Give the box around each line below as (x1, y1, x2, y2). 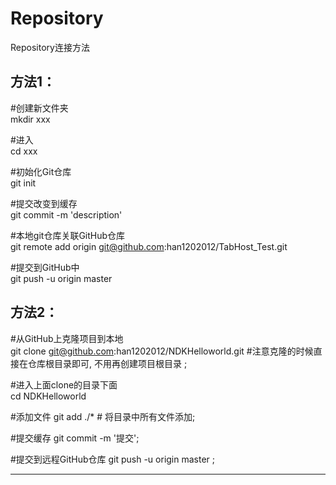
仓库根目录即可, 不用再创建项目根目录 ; (27, 357, 188, 369)
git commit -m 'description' (10, 208, 123, 221)
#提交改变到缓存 (10, 197, 78, 209)
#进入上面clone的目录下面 (10, 378, 118, 391)
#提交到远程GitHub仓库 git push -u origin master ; (10, 453, 216, 465)
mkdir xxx (10, 113, 51, 125)
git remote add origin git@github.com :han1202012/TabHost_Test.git (10, 240, 288, 252)
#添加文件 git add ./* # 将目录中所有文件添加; (10, 410, 196, 422)
